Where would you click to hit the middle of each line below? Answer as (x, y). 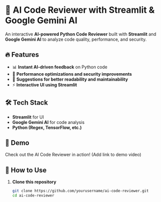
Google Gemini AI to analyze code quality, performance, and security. (76, 39)
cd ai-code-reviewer (33, 196)
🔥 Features (22, 55)
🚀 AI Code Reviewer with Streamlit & (80, 10)
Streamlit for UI (28, 117)
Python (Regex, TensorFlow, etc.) (47, 127)
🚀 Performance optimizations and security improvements (72, 74)
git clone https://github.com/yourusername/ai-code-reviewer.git (80, 191)
